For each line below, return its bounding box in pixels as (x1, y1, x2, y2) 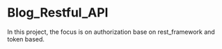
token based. (7, 35, 45, 43)
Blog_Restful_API (7, 5, 109, 21)
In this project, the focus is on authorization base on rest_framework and (7, 28, 216, 36)
